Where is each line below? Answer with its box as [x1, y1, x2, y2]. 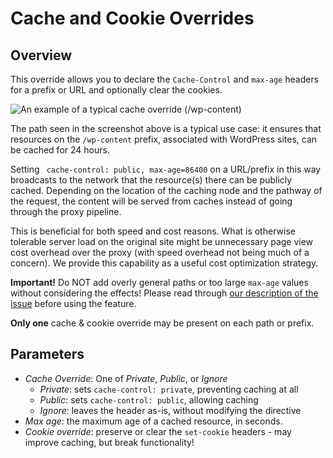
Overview [10, 47, 73, 64]
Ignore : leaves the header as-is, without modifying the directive [39, 404, 302, 416]
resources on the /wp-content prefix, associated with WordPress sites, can [10, 133, 318, 145]
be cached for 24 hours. [10, 144, 110, 156]
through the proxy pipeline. [10, 206, 122, 217]
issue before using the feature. [10, 298, 137, 309]
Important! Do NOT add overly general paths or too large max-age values [10, 277, 309, 288]
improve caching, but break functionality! [24, 436, 195, 448]
